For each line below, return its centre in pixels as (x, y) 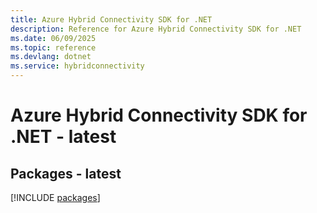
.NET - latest (63, 137)
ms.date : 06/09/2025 (53, 38)
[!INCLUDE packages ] (55, 197)
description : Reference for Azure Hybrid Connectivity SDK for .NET (156, 29)
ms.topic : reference (53, 47)
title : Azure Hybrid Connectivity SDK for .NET (111, 19)
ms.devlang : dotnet (51, 57)
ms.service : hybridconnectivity (77, 66)
